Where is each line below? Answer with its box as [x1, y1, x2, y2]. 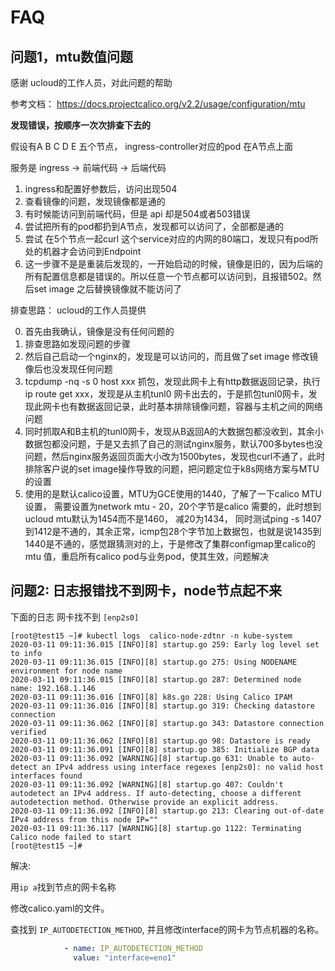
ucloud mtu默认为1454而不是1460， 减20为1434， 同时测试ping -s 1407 [24, 513, 322, 525]
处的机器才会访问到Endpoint [24, 246, 142, 257]
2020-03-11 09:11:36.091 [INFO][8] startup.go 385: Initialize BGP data [10, 744, 320, 755]
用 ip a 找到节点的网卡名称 [10, 881, 117, 893]
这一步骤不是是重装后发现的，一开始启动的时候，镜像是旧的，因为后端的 [24, 258, 323, 270]
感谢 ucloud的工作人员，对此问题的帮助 [10, 77, 173, 88]
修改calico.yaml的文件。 [10, 902, 110, 914]
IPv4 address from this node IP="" [10, 814, 159, 825]
